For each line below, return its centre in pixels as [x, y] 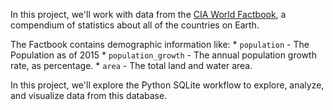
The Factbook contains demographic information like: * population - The [160, 44]
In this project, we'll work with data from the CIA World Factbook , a [148, 14]
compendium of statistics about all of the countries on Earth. [135, 25]
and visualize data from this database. [89, 95]
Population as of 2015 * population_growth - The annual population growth [163, 55]
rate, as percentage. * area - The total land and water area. [131, 65]
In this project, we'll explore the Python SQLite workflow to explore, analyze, [167, 85]
